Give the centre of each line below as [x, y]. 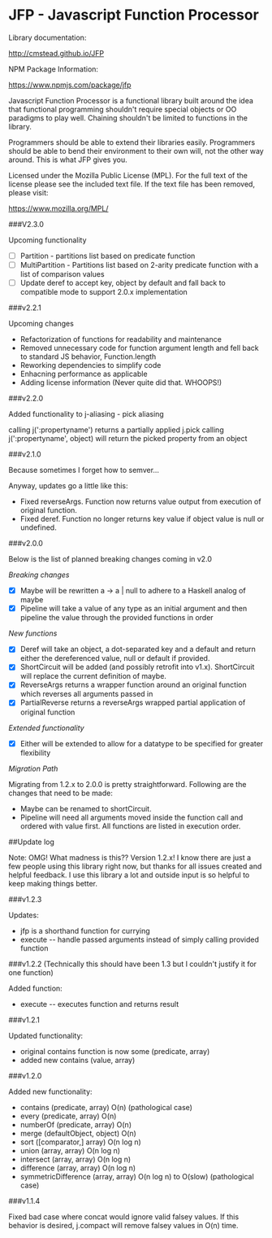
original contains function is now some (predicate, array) [115, 1051]
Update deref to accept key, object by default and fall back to [123, 283]
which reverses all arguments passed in [86, 694]
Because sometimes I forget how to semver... [84, 470]
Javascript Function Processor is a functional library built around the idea [131, 100]
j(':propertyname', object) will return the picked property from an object [128, 439]
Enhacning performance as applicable [84, 374]
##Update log [32, 842]
